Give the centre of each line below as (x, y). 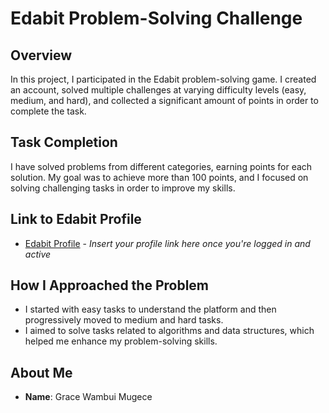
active (38, 254)
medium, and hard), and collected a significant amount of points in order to (164, 100)
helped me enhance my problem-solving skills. (121, 341)
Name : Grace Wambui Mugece (88, 397)
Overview (41, 55)
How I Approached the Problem (110, 285)
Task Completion (64, 142)
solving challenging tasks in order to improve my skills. (123, 188)
